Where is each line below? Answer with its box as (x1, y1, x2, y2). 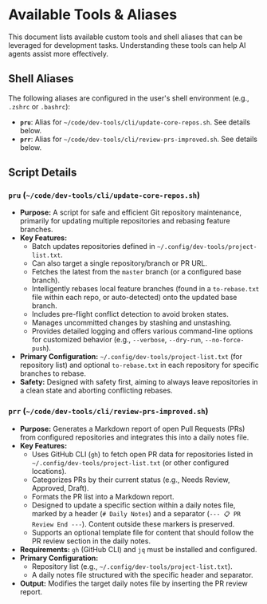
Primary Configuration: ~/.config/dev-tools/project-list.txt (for (19, 352, 243, 361)
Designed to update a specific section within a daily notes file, (31, 500, 236, 510)
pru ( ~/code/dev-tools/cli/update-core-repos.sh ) (8, 190, 201, 201)
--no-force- (204, 337, 245, 345)
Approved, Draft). (31, 483, 89, 492)
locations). (31, 466, 67, 476)
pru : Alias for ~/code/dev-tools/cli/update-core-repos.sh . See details (19, 117, 251, 127)
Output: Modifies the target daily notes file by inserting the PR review (19, 578, 249, 588)
